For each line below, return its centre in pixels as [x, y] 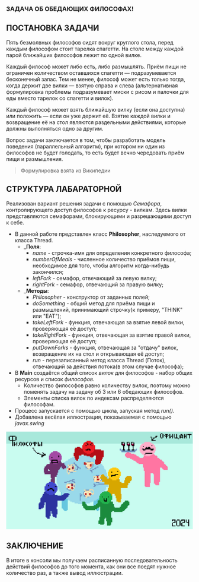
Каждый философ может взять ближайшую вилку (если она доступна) [96, 109]
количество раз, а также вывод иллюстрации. [65, 572]
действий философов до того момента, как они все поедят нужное [91, 567]
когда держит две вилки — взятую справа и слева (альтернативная [92, 86]
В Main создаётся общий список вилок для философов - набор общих [103, 372]
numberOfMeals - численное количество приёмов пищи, [104, 259]
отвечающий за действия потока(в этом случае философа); [108, 366]
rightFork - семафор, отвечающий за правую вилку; [98, 284]
